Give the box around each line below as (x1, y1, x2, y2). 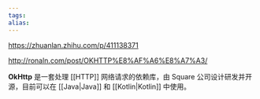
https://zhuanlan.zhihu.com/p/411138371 (8, 40, 139, 49)
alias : (8, 19, 30, 27)
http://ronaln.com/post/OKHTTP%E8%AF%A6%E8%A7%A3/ (8, 56, 208, 65)
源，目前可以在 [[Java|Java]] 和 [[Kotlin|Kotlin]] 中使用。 (8, 82, 191, 91)
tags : (8, 11, 26, 20)
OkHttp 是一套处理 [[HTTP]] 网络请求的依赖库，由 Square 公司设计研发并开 (8, 71, 252, 81)
